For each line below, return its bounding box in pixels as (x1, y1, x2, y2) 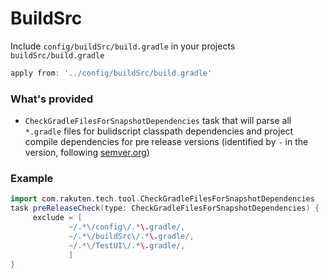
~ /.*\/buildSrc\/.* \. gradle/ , (68, 231, 195, 241)
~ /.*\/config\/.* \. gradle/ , (68, 222, 186, 232)
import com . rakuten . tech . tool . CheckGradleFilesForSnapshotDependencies (10, 194, 315, 204)
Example (10, 172, 54, 186)
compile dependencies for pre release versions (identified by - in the (24, 136, 309, 148)
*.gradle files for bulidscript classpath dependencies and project (24, 125, 294, 137)
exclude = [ (32, 213, 83, 223)
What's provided (10, 92, 94, 106)
